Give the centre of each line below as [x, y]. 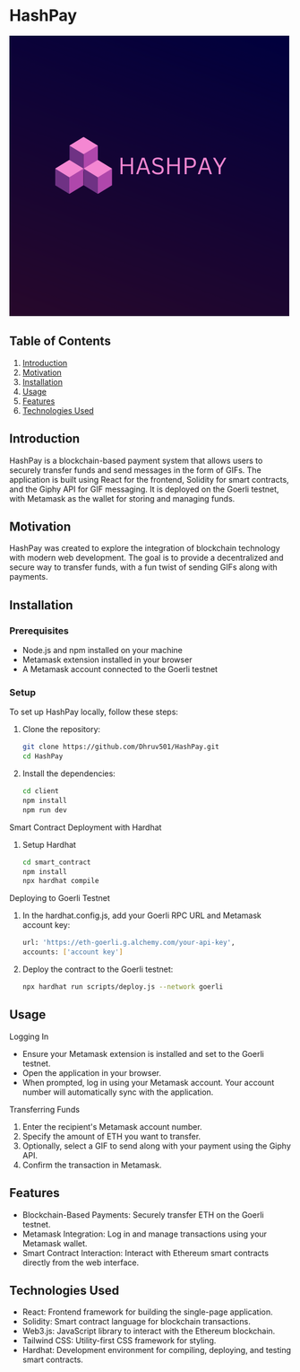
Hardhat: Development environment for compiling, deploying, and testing [157, 1350]
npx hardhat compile [60, 881]
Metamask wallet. [55, 1243]
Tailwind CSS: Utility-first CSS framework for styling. [119, 1341]
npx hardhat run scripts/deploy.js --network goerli [123, 987]
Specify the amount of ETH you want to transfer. [111, 1136]
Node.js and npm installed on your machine [103, 651]
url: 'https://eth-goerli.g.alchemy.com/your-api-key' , [129, 943]
